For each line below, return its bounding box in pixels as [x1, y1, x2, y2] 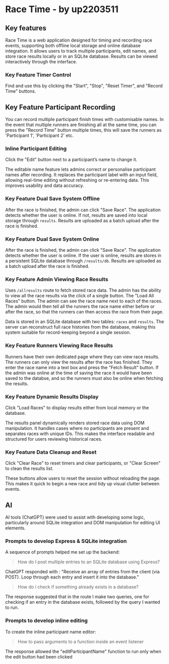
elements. [5, 525, 26, 531]
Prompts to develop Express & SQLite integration [5, 537, 127, 544]
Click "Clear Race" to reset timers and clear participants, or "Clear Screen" [5, 460, 161, 466]
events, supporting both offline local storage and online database [5, 43, 141, 49]
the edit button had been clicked [5, 653, 73, 659]
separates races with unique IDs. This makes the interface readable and [5, 431, 155, 437]
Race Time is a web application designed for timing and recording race [5, 37, 152, 43]
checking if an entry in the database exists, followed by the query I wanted [5, 599, 160, 605]
